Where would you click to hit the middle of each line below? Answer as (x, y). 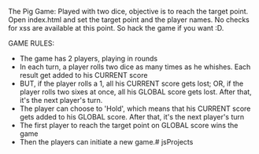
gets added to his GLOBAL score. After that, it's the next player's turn (132, 117)
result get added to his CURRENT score (83, 75)
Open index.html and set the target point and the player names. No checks (129, 20)
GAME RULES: (31, 43)
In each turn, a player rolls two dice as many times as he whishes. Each (135, 67)
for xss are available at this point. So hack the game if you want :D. (116, 28)
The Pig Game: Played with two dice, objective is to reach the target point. (128, 11)
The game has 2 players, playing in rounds (89, 59)
